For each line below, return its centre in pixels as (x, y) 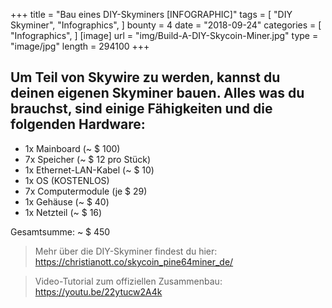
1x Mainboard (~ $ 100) (72, 148)
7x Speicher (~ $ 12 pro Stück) (88, 159)
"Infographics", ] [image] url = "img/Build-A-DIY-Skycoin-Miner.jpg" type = (164, 35)
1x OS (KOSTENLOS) (67, 180)
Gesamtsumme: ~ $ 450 (60, 231)
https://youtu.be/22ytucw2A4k (98, 291)
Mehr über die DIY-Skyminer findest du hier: (126, 251)
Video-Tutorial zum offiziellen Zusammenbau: (128, 281)
